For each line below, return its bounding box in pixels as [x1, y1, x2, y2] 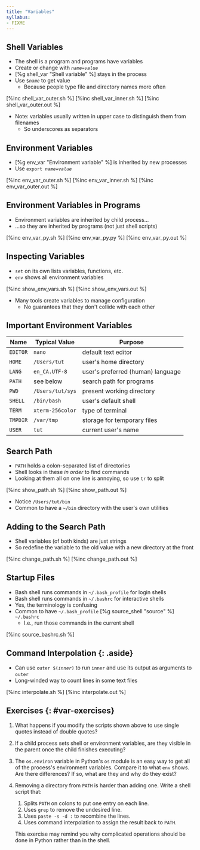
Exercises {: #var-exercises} [6, 706, 115, 716]
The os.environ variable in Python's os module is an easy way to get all [14, 757, 190, 765]
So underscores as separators [23, 126, 99, 133]
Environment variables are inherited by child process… [14, 216, 149, 223]
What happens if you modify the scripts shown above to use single [14, 721, 179, 729]
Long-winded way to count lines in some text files [14, 677, 138, 684]
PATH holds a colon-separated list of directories [14, 462, 130, 469]
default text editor [82, 348, 133, 356]
